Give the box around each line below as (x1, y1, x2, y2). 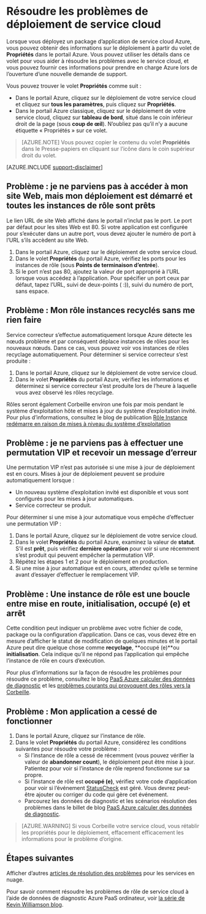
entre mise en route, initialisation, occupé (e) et (6, 598, 191, 609)
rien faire (6, 315, 42, 325)
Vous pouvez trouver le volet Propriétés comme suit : (6, 82, 142, 90)
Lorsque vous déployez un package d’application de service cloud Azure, (6, 37, 192, 45)
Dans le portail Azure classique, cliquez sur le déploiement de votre (15, 107, 186, 114)
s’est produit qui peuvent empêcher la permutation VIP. (15, 551, 155, 559)
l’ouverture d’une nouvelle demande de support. (6, 70, 128, 77)
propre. (24, 772, 44, 778)
